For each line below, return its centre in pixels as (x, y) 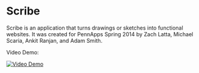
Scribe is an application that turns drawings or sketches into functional (95, 28)
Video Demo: (23, 52)
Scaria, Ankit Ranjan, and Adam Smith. (54, 40)
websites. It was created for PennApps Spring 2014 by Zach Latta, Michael (100, 34)
